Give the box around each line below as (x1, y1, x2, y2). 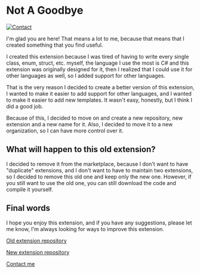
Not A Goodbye (6, 4, 84, 17)
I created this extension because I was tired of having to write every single (6, 53, 189, 60)
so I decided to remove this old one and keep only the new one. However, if (6, 173, 192, 180)
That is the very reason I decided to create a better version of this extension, (6, 83, 195, 90)
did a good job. (6, 102, 44, 110)
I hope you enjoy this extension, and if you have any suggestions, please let (6, 219, 192, 226)
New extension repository (6, 248, 70, 256)
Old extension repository (6, 237, 67, 244)
